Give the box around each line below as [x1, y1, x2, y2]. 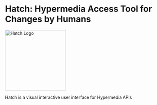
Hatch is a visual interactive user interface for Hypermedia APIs [5, 94, 132, 100]
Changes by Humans [5, 14, 91, 25]
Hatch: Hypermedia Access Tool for [5, 3, 152, 15]
